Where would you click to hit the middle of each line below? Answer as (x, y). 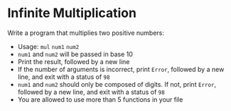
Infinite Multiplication (72, 13)
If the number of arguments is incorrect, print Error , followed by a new (121, 69)
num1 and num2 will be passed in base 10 (75, 54)
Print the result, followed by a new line (74, 61)
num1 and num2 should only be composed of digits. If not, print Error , (117, 84)
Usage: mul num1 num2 (48, 46)
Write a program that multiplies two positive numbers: (86, 33)
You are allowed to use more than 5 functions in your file (100, 99)
